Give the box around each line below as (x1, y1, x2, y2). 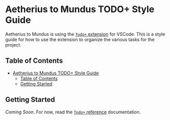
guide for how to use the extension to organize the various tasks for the (5, 36, 155, 43)
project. (5, 42, 22, 48)
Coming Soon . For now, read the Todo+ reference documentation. (5, 109, 141, 115)
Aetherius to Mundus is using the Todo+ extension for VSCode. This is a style (5, 31, 165, 37)
